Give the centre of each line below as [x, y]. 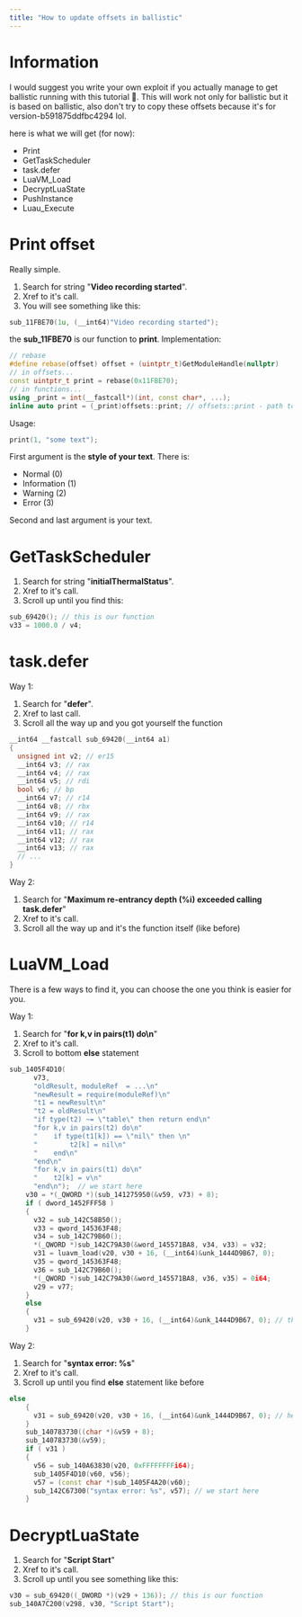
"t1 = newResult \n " [69, 1103]
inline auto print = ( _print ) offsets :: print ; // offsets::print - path [146, 406]
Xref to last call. [51, 713]
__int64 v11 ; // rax [56, 831]
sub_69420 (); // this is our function [82, 617]
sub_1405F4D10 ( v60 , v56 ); [81, 1474]
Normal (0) [42, 474]
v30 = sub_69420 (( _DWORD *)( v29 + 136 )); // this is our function [136, 1596]
